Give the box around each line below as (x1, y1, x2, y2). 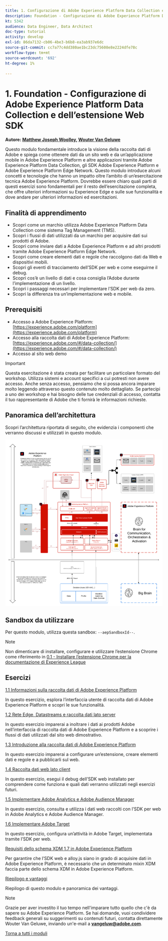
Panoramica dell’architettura (5, 411, 96, 419)
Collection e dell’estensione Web (5, 109, 144, 121)
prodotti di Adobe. (12, 238, 50, 243)
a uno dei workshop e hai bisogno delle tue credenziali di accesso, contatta (5, 391, 161, 397)
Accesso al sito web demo (12, 350, 67, 356)
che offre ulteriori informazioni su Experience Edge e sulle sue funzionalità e (5, 189, 162, 195)
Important (5, 360, 25, 366)
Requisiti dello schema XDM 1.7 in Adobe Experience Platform (5, 845, 132, 851)
